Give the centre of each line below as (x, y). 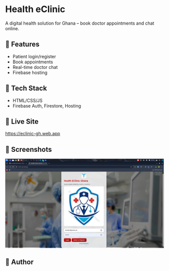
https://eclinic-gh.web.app (33, 134)
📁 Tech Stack (26, 88)
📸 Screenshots (29, 149)
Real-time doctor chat (35, 67)
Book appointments (33, 62)
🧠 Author (19, 262)
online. (12, 28)
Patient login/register (34, 56)
